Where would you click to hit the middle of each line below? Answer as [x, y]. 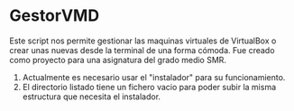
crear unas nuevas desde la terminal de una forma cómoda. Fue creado [142, 50]
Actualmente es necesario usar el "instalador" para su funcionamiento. [154, 77]
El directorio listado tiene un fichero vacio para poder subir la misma [149, 87]
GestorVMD [55, 16]
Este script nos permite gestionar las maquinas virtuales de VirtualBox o [143, 41]
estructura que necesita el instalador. [91, 97]
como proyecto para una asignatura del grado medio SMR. [118, 60]
